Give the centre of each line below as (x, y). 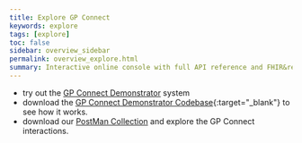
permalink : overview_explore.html (74, 59)
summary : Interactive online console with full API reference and (136, 68)
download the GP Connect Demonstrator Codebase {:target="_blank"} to (156, 102)
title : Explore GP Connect (60, 17)
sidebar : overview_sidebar (60, 51)
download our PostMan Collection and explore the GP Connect (138, 121)
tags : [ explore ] (40, 34)
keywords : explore (44, 26)
